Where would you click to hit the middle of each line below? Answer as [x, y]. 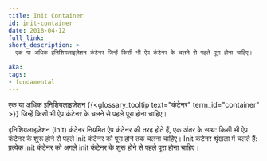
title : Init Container [46, 16]
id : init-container [41, 23]
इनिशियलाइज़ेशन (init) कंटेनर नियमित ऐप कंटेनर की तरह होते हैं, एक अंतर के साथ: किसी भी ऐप [128, 129]
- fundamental [32, 82]
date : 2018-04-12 [37, 30]
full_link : [26, 38]
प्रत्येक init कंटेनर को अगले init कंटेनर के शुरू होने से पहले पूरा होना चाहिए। [104, 147]
